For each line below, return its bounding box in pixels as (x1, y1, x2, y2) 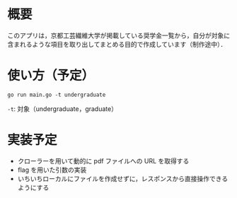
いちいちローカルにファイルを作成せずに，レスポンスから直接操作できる (17, 174, 229, 182)
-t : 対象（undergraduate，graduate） (7, 104, 118, 113)
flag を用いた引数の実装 (17, 165, 87, 174)
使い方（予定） (7, 68, 95, 83)
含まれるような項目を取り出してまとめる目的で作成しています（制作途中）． (7, 40, 227, 48)
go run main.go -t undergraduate (7, 91, 106, 98)
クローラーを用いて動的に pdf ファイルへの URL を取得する (17, 156, 190, 165)
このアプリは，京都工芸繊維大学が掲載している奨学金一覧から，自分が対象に (7, 31, 231, 40)
